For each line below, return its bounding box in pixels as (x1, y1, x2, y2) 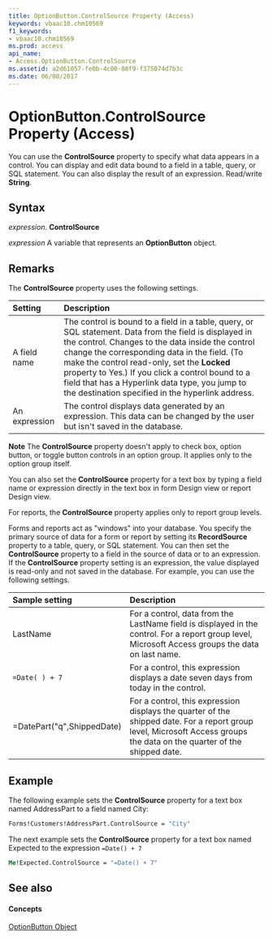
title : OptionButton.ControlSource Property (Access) (8, 11, 195, 20)
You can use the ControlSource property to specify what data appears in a (8, 151, 260, 161)
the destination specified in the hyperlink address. (63, 387, 254, 399)
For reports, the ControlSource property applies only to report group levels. (8, 508, 262, 517)
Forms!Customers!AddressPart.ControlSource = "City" (8, 820, 191, 828)
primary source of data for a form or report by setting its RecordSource (8, 532, 248, 542)
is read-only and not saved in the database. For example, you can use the (8, 566, 254, 577)
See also (8, 881, 53, 895)
